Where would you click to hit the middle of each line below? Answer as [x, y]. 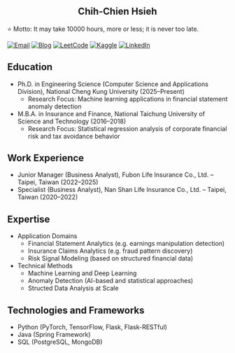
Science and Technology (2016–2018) [72, 121]
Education [30, 67]
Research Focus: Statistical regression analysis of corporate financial [127, 128]
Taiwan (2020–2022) [48, 197]
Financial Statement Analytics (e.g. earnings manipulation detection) [126, 244]
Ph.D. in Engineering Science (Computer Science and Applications [113, 84]
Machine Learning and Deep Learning [82, 273]
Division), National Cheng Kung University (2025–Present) [101, 91]
